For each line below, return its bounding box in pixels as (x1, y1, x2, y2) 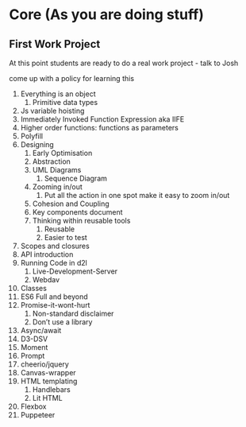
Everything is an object (20, 89, 96, 99)
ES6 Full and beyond (20, 292, 88, 301)
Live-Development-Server (32, 266, 118, 276)
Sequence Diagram (44, 173, 108, 183)
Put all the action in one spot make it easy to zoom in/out (44, 191, 230, 200)
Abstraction (32, 157, 71, 166)
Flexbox (20, 402, 47, 411)
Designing (20, 140, 54, 149)
